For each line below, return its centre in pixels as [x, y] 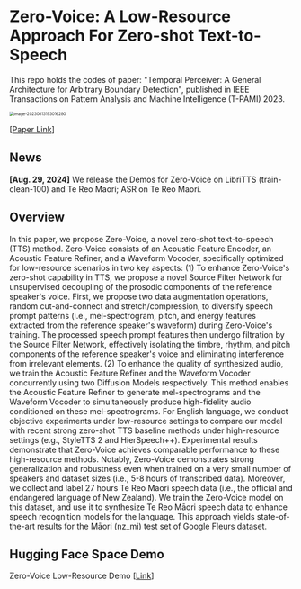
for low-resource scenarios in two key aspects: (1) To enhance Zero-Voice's [150, 267]
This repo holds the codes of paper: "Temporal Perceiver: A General [135, 79]
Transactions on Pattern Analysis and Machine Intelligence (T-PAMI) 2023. [147, 99]
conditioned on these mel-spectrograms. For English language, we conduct [149, 411]
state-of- [273, 516]
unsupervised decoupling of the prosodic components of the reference [141, 286]
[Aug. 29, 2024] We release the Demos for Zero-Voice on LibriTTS [133, 179]
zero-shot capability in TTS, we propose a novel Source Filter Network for [146, 277]
